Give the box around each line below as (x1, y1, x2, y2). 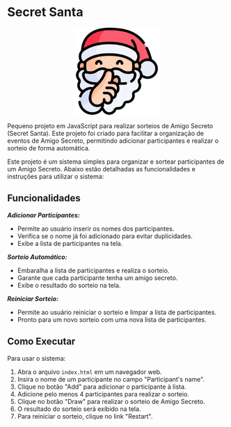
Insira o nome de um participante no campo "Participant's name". (17, 375, 205, 383)
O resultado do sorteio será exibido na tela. (17, 405, 141, 413)
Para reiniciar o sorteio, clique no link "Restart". (17, 412, 153, 420)
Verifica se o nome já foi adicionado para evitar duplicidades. (17, 231, 193, 240)
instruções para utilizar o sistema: (7, 172, 104, 180)
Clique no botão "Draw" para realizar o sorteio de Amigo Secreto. (17, 397, 205, 405)
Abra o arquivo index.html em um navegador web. (17, 367, 162, 376)
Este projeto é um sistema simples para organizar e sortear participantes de (7, 157, 225, 166)
